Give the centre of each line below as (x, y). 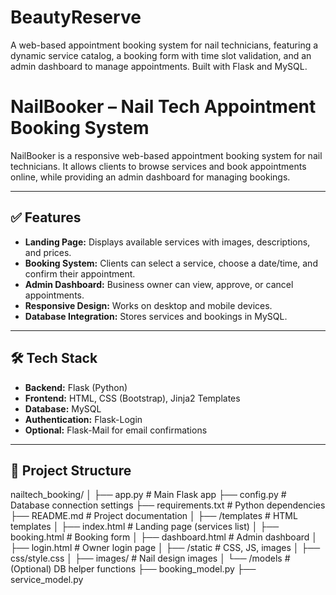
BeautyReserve (76, 17)
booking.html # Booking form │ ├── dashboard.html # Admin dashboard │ (164, 537)
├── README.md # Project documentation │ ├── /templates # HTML (154, 516)
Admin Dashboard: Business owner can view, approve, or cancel (159, 284)
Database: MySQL (63, 408)
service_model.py (47, 580)
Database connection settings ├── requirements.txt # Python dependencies (168, 505)
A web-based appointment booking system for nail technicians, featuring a (164, 45)
